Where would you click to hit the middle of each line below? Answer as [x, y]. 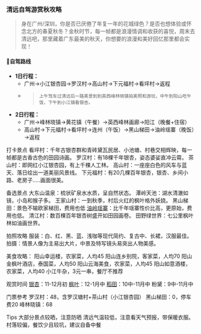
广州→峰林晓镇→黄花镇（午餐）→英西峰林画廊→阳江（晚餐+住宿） [107, 122]
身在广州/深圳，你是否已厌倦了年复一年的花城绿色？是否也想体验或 [104, 24]
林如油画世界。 [25, 223]
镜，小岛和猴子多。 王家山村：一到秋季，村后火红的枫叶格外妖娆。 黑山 [95, 200]
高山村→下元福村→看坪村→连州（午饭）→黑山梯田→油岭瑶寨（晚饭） [109, 129]
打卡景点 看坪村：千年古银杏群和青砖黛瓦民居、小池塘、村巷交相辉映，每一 [99, 150]
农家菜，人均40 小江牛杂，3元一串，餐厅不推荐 [65, 271]
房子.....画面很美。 [45, 180]
